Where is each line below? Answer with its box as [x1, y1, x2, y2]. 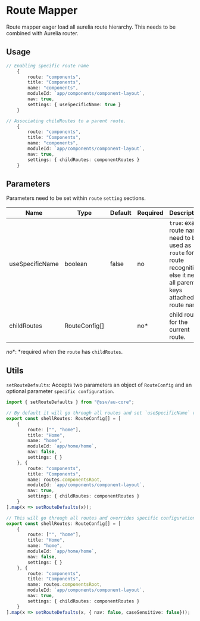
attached [169, 293, 195, 302]
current [169, 326, 190, 334]
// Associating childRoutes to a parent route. [6, 118, 127, 124]
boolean [64, 260, 87, 268]
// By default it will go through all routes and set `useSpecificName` [6, 410, 190, 416]
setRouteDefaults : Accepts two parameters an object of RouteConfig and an [6, 381, 192, 388]
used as [169, 241, 192, 249]
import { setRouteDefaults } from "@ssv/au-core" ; [6, 399, 135, 406]
